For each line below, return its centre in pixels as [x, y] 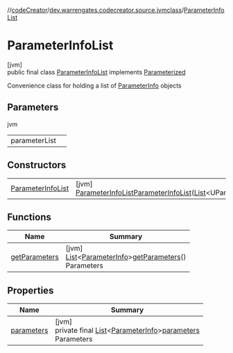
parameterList [34, 140]
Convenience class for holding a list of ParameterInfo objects [94, 85]
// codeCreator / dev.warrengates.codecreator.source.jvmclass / [96, 10]
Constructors [37, 165]
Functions [29, 217]
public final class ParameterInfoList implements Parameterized [96, 72]
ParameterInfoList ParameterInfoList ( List [140, 192]
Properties [31, 290]
